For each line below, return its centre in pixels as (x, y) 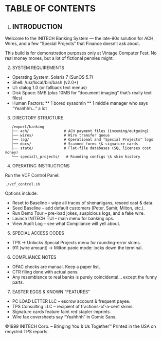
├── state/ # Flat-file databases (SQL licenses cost (81, 148)
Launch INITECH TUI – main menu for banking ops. (63, 218)
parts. (18, 282)
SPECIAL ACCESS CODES (38, 233)
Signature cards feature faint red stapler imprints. (61, 312)
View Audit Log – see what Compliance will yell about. (66, 224)
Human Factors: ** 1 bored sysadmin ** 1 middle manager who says (80, 103)
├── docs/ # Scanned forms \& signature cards (75, 144)
